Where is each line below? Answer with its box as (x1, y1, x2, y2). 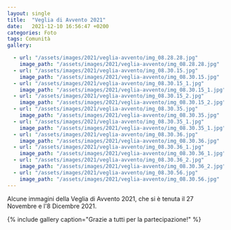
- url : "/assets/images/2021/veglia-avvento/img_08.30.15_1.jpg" (13, 80, 205, 87)
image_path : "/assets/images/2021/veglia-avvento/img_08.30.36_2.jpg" (19, 163, 226, 170)
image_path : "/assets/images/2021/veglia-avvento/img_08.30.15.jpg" (19, 73, 220, 80)
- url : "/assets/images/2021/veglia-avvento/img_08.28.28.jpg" (13, 54, 198, 62)
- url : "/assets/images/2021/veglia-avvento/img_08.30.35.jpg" (13, 106, 198, 113)
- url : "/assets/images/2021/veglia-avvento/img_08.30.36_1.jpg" (13, 143, 205, 151)
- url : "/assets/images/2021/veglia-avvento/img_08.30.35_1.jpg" (13, 118, 205, 125)
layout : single (7, 10, 51, 17)
